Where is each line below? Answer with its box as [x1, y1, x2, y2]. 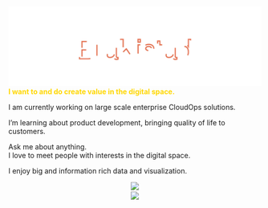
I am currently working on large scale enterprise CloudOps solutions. [8, 102, 236, 112]
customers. [8, 126, 46, 136]
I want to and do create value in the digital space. [8, 87, 175, 96]
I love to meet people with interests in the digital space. [8, 150, 191, 160]
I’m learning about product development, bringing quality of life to [8, 117, 226, 127]
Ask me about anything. [8, 141, 87, 151]
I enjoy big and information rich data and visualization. [8, 165, 187, 175]
